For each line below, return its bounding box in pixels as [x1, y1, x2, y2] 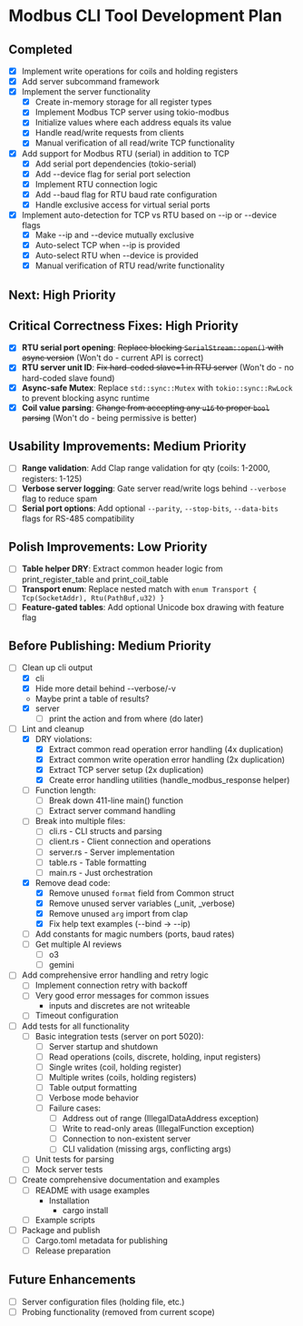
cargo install [62, 1204, 109, 1215]
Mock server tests [34, 1164, 103, 1175]
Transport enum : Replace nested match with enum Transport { [21, 583, 258, 594]
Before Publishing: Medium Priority [8, 638, 212, 654]
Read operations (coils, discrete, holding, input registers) [48, 1051, 261, 1062]
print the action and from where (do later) [48, 713, 204, 724]
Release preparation [34, 1245, 111, 1256]
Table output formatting [48, 1081, 138, 1092]
